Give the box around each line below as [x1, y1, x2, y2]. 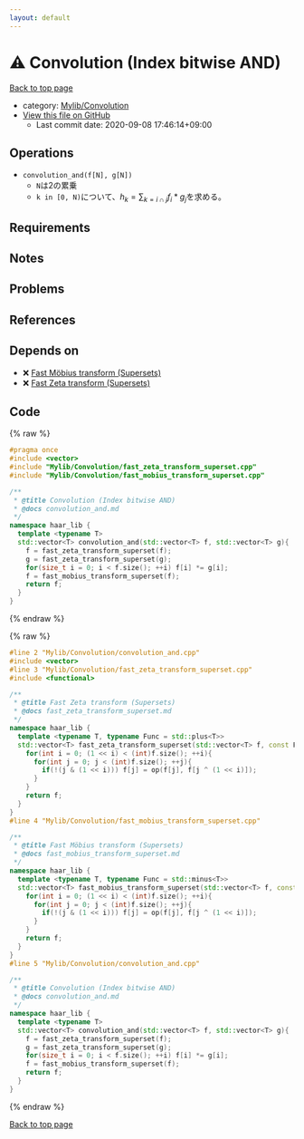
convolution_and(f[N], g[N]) [22, 171, 133, 180]
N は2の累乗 [35, 180, 78, 191]
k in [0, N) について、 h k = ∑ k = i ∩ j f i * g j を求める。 [35, 191, 226, 205]
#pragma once [9, 446, 59, 455]
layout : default [9, 13, 71, 23]
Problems [9, 282, 65, 297]
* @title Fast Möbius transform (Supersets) [13, 841, 184, 850]
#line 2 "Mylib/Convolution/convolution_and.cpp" [9, 649, 201, 658]
